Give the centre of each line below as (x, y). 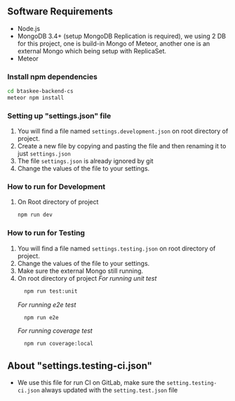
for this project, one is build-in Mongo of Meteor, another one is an (114, 43)
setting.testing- (192, 383)
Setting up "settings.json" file (59, 115)
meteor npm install (36, 98)
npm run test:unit (51, 291)
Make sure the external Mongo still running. (80, 271)
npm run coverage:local (59, 344)
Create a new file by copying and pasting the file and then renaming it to (122, 146)
